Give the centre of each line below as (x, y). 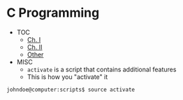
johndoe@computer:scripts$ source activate (71, 90)
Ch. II (35, 47)
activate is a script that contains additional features (102, 69)
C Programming (53, 13)
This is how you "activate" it (67, 77)
